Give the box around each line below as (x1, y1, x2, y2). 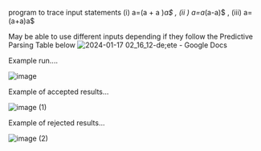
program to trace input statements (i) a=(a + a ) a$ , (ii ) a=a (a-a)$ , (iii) (8, 8, 243, 17)
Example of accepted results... (8, 87, 109, 96)
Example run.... (8, 56, 59, 65)
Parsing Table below (8, 40, 76, 50)
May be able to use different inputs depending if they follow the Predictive (8, 32, 253, 41)
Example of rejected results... (8, 118, 106, 128)
